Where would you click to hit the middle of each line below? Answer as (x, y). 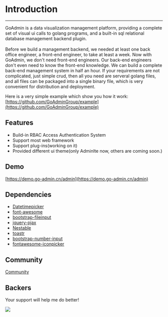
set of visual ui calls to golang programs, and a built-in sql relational (75, 33)
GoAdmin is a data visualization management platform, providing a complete (84, 28)
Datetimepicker (28, 206)
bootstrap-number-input (37, 239)
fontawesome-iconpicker (38, 244)
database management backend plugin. (46, 38)
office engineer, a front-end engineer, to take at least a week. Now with (78, 54)
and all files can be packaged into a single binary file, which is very (74, 81)
